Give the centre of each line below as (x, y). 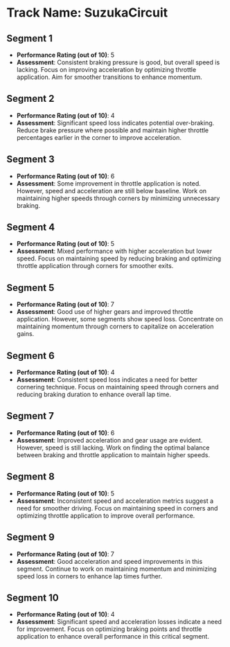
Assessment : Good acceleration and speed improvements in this (109, 561)
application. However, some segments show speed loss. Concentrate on (120, 319)
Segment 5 (30, 288)
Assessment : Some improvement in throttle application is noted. (109, 183)
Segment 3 (30, 160)
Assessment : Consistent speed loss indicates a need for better (107, 380)
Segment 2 (30, 99)
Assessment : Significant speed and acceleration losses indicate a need (119, 622)
